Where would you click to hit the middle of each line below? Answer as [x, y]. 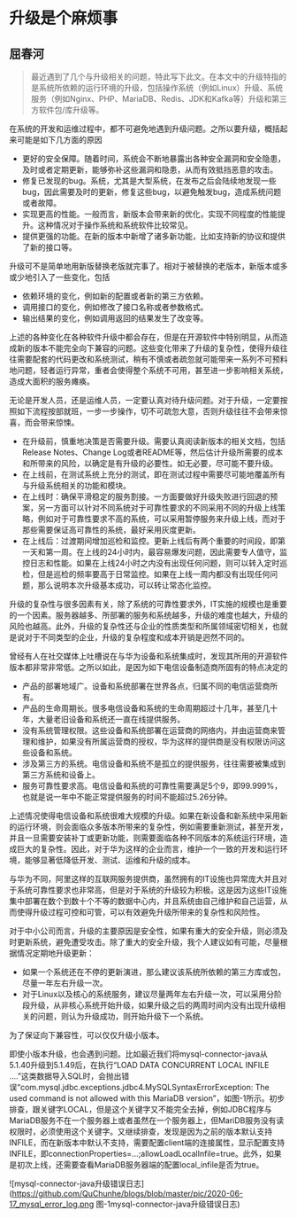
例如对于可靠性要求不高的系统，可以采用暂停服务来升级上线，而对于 [161, 519]
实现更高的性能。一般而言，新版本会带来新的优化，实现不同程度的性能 [150, 214]
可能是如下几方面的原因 [59, 140]
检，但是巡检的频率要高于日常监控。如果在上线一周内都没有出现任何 [146, 574]
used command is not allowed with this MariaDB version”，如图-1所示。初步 [147, 1098]
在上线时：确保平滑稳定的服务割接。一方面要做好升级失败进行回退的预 [150, 496]
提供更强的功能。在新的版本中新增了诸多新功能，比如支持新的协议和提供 [153, 236]
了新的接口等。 [49, 247]
